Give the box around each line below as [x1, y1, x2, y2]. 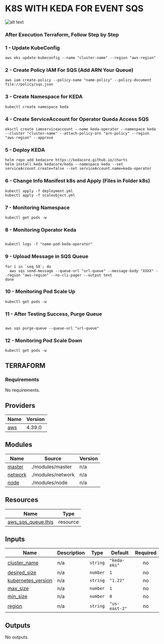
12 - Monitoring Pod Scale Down [5, 337, 82, 344]
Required [135, 549, 157, 556]
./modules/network [31, 471, 75, 478]
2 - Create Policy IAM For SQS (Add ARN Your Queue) [5, 67, 134, 74]
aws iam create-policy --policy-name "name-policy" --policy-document [5, 78, 152, 83]
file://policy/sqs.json [5, 82, 54, 87]
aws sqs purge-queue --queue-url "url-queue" [5, 326, 99, 331]
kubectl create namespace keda [5, 104, 69, 109]
